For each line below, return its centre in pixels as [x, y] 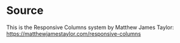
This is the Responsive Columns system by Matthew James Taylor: [90, 27]
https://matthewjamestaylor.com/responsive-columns [74, 33]
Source [25, 11]
